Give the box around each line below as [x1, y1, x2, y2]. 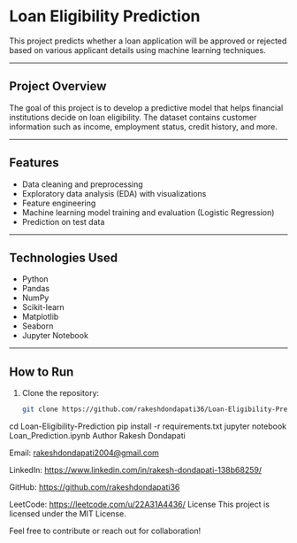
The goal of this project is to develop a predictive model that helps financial [9, 102, 284, 112]
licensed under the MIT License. [9, 508, 126, 519]
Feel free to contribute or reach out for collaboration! [9, 525, 202, 537]
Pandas [21, 283, 50, 294]
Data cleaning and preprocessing [21, 179, 143, 190]
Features [9, 155, 59, 170]
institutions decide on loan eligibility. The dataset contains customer [9, 112, 257, 122]
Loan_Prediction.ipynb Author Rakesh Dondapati [9, 431, 186, 441]
